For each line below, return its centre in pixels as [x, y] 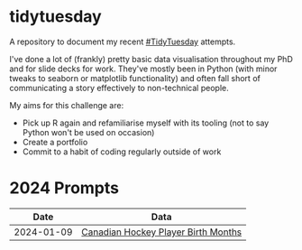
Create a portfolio [55, 142]
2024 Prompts [64, 188]
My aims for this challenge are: [67, 105]
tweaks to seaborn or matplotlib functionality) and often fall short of [135, 78]
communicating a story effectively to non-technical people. [119, 88]
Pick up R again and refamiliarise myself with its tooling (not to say [146, 123]
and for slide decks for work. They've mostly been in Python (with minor [143, 69]
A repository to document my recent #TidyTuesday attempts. [123, 42]
